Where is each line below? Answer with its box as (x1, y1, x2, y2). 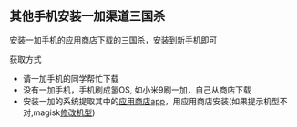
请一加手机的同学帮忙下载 (22, 73, 119, 83)
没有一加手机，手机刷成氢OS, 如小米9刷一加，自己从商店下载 (22, 84, 252, 95)
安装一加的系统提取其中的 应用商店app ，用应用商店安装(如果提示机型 (22, 95, 280, 106)
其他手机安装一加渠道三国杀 (9, 8, 166, 24)
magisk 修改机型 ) (33, 107, 96, 118)
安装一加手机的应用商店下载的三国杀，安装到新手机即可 (9, 34, 217, 45)
